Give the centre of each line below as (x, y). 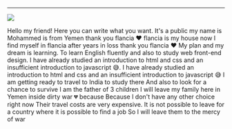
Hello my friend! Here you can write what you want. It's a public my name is (115, 31)
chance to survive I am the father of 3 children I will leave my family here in (114, 89)
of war (17, 119)
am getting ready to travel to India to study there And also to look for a (107, 82)
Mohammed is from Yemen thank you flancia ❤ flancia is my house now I (112, 38)
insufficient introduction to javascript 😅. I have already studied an (101, 67)
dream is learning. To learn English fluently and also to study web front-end (115, 53)
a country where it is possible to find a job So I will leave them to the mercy (114, 112)
